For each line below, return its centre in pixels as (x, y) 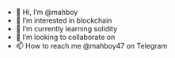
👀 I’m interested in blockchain (64, 20)
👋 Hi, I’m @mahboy (47, 12)
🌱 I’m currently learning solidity (67, 29)
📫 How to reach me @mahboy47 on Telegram (91, 46)
